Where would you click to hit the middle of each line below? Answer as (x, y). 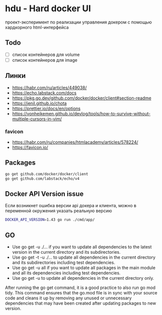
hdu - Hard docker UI (48, 9)
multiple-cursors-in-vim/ (37, 119)
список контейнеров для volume (46, 54)
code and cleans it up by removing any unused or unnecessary (68, 298)
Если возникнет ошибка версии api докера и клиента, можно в (71, 206)
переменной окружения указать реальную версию (59, 211)
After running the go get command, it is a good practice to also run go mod (80, 288)
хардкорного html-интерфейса (37, 27)
